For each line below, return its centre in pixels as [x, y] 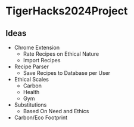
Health [31, 92]
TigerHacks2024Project [67, 11]
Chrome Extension [37, 47]
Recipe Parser [31, 66]
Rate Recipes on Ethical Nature [61, 54]
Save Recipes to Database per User [67, 73]
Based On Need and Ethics [56, 111]
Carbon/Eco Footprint [41, 117]
